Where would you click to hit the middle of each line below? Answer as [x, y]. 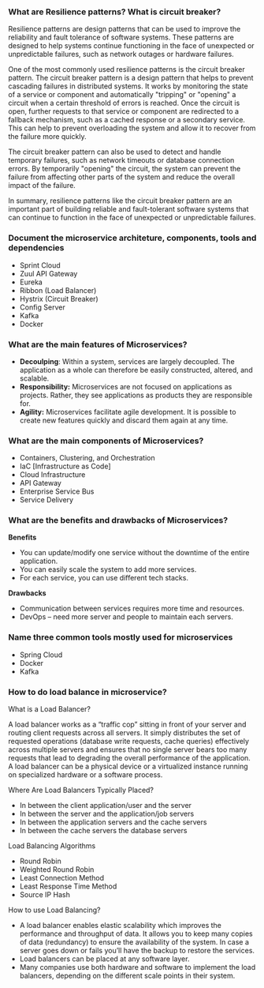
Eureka [31, 282]
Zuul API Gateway [48, 273]
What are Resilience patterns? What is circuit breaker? [115, 12]
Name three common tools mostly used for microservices [121, 637]
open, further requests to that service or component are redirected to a [123, 111]
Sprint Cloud [40, 265]
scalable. [34, 378]
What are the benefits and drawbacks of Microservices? [118, 520]
